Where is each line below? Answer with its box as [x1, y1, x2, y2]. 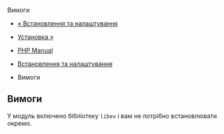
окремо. [7, 119, 32, 127]
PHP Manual [17, 47, 54, 54]
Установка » [17, 33, 54, 41]
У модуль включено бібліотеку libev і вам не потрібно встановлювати [7, 111, 218, 120]
